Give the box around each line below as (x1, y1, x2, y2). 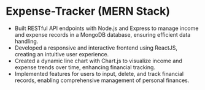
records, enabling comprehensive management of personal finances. (14, 77, 190, 84)
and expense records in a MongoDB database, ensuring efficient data (14, 31, 191, 38)
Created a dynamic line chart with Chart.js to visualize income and (14, 57, 182, 64)
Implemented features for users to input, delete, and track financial (14, 70, 184, 77)
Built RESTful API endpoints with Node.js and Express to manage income (14, 24, 199, 32)
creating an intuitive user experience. (14, 50, 109, 58)
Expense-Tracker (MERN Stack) (6, 4, 170, 18)
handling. (14, 37, 39, 45)
